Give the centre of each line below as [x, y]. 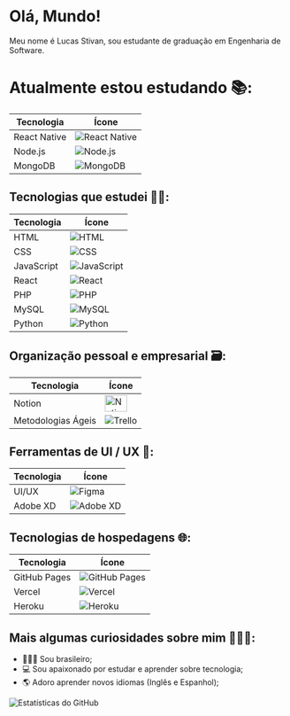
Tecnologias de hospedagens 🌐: [100, 537]
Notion [27, 403]
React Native [40, 136]
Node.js [30, 151]
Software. [27, 50]
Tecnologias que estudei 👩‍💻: [89, 197]
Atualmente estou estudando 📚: [131, 88]
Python [29, 323]
